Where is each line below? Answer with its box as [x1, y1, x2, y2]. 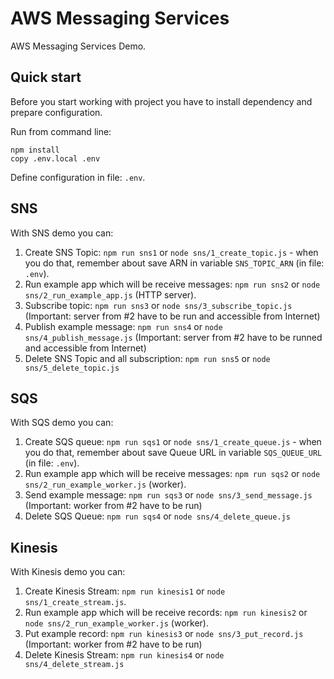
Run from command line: [10, 125, 112, 137]
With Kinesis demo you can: [10, 566, 126, 578]
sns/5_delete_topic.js [24, 363, 120, 373]
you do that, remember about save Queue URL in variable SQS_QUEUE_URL [24, 447, 323, 459]
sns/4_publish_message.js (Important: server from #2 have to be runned [24, 331, 323, 343]
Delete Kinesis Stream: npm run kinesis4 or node [24, 649, 225, 661]
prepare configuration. [10, 106, 103, 118]
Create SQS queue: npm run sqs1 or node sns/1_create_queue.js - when [24, 436, 322, 448]
